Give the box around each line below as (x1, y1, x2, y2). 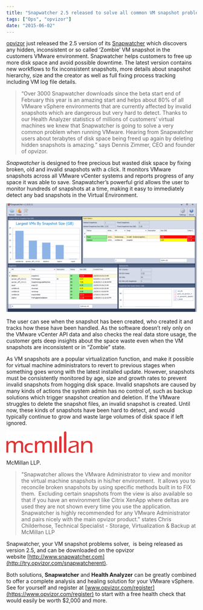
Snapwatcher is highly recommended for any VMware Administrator (21, 509, 190, 516)
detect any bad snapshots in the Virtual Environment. (6, 191, 138, 199)
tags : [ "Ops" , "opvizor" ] (6, 16, 71, 22)
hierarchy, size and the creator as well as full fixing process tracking (6, 72, 176, 79)
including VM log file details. (6, 79, 77, 86)
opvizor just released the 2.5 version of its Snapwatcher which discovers (6, 40, 187, 47)
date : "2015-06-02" (6, 22, 56, 28)
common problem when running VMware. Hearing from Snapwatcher (21, 129, 193, 136)
